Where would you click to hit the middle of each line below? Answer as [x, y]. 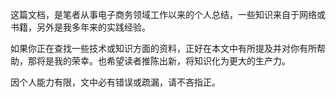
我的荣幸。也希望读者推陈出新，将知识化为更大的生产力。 [172, 61]
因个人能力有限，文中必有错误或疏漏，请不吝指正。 [115, 82]
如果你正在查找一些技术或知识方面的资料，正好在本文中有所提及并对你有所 [163, 48]
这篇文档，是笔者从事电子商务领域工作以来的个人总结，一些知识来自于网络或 [168, 14]
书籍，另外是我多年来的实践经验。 [80, 27]
